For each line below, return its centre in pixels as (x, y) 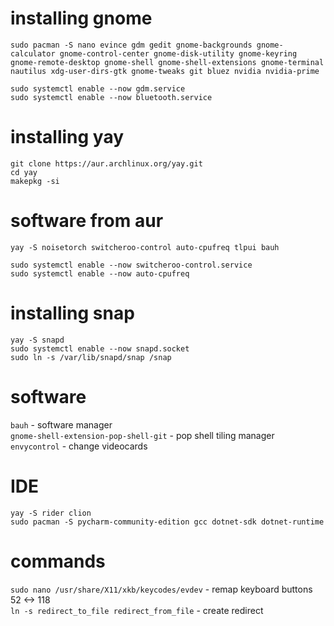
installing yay (67, 137)
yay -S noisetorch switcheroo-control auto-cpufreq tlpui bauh (145, 247)
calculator (33, 53)
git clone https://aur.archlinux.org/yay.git (106, 163)
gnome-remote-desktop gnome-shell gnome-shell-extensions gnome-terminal (167, 62)
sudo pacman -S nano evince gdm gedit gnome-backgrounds (131, 45)
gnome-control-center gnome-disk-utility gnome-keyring (178, 53)
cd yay (24, 172)
